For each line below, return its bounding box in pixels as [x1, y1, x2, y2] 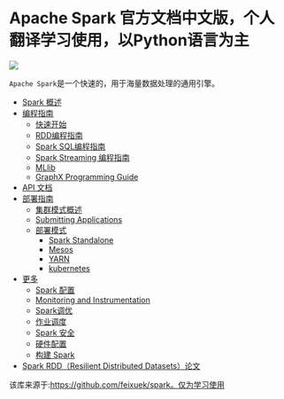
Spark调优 [35, 305, 73, 316]
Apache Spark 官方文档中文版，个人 [9, 8, 275, 28]
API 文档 [21, 182, 53, 192]
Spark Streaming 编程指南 [35, 152, 130, 162]
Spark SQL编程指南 [35, 141, 106, 152]
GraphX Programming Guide [35, 171, 139, 182]
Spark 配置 [35, 285, 75, 295]
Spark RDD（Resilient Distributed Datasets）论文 [21, 360, 201, 371]
